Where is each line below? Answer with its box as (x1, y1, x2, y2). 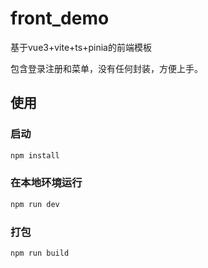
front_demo (10, 7, 110, 30)
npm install (10, 150, 60, 161)
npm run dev (10, 199, 60, 209)
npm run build (10, 248, 70, 258)
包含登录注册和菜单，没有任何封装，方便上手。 (10, 62, 203, 74)
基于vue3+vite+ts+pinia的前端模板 (10, 41, 152, 53)
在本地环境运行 (10, 176, 83, 190)
